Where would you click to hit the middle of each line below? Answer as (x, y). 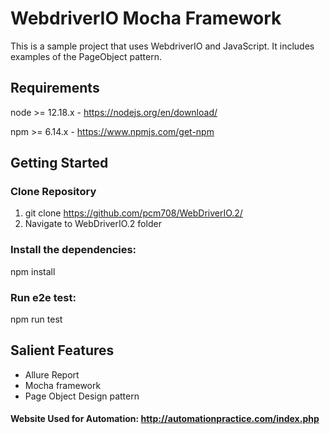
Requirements (55, 88)
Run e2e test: (43, 297)
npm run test (36, 319)
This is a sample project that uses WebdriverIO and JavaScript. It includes (162, 46)
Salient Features (62, 350)
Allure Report (52, 374)
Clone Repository (53, 192)
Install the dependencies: (73, 250)
